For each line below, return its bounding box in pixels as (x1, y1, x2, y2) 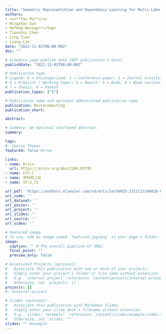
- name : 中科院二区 (5, 175, 41, 180)
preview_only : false (9, 253, 52, 258)
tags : (5, 139, 16, 144)
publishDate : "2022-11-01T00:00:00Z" (5, 62, 83, 67)
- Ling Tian (5, 35, 30, 40)
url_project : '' (5, 207, 39, 212)
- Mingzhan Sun (5, 21, 37, 26)
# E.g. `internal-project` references (5, 275, 90, 281)
